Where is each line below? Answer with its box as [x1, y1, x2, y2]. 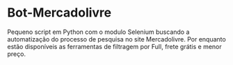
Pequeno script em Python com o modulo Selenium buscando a [7, 28, 190, 36]
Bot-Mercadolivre [7, 5, 112, 21]
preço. [7, 50, 26, 58]
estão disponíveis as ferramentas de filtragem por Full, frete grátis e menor [7, 42, 223, 50]
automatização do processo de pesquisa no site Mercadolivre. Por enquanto [7, 35, 226, 43]
